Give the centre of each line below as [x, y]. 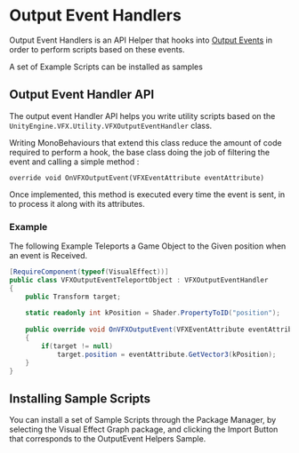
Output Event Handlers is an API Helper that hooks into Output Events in [141, 40]
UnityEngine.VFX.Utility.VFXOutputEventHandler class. [111, 125]
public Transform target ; [73, 297]
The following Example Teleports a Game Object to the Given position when [148, 246]
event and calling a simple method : [74, 162]
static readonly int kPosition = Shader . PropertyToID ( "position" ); [153, 313]
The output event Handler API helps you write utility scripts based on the [142, 115]
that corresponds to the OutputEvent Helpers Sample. [108, 439]
